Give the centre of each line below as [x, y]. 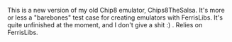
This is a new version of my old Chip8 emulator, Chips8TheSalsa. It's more [116, 10]
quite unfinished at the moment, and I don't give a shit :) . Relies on [105, 25]
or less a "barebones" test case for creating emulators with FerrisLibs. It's [115, 17]
